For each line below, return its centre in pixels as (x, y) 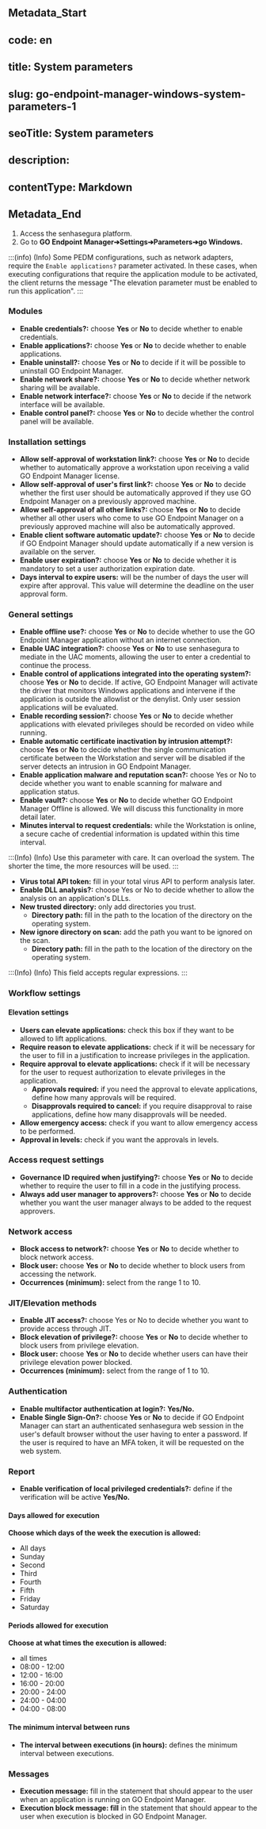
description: (39, 161)
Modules (26, 311)
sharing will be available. (60, 387)
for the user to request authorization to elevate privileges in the (122, 1072)
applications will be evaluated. (69, 707)
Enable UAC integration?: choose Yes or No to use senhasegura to (129, 649)
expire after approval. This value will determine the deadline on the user (137, 585)
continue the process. (55, 665)
